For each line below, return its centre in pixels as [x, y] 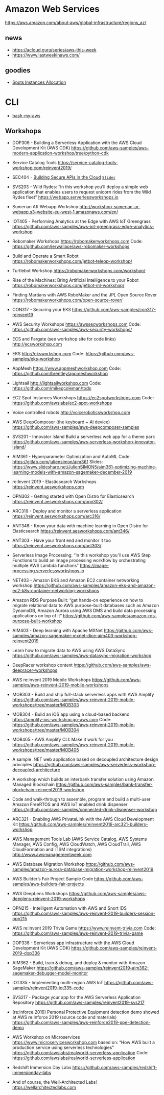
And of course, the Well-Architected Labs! [55, 1082]
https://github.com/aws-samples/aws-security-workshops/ [72, 330]
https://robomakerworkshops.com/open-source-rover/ [67, 300]
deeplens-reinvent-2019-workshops [48, 899]
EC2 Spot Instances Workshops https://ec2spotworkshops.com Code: [83, 398]
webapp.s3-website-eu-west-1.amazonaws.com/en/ [65, 212]
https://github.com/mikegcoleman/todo [52, 389]
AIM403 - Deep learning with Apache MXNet [57, 631]
